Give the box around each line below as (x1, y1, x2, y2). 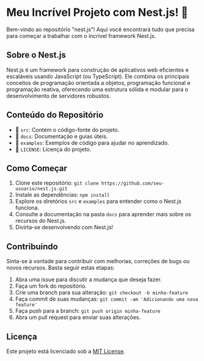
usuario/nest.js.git (15, 186, 68, 192)
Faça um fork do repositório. (15, 282, 87, 290)
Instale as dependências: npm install (15, 191, 110, 199)
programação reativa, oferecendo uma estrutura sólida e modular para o (6, 86, 188, 93)
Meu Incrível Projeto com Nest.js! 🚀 (6, 5, 188, 20)
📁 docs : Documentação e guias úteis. (15, 133, 108, 140)
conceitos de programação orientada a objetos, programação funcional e (6, 79, 191, 86)
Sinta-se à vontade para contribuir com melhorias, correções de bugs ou (6, 258, 190, 265)
